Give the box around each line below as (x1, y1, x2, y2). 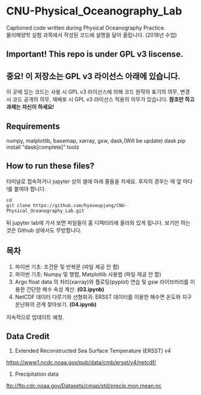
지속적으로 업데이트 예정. (6, 313, 64, 320)
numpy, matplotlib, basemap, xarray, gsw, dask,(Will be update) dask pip (6, 137, 186, 144)
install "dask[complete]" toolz (6, 143, 80, 151)
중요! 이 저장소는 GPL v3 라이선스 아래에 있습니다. (6, 71, 181, 81)
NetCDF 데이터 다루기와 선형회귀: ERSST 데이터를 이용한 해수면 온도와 (14, 293, 181, 300)
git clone (6, 202, 31, 208)
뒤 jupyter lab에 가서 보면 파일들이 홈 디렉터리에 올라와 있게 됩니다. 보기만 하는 (6, 219, 191, 226)
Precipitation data (14, 370, 59, 378)
